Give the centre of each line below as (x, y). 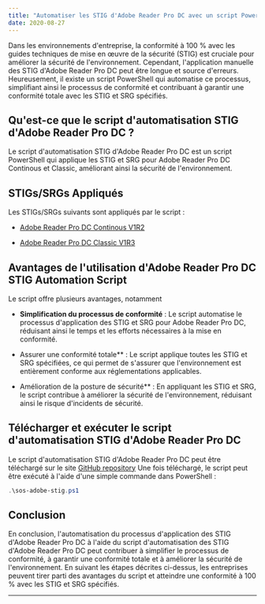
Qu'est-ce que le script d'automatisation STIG (123, 120)
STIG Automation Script (68, 280)
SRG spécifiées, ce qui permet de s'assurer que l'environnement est (131, 363)
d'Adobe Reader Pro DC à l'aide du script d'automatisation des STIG (119, 542)
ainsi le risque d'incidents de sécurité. (81, 403)
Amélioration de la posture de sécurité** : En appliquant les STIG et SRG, (138, 386)
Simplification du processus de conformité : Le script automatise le (131, 314)
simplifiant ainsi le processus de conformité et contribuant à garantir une (126, 87)
